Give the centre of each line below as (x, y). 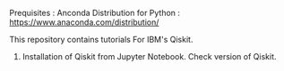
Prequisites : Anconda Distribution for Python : (95, 13)
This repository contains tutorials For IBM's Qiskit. (101, 39)
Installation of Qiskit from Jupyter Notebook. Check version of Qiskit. (149, 56)
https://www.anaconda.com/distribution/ (84, 22)
